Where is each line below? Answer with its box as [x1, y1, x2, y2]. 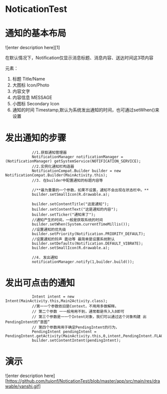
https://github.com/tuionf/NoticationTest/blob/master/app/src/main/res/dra [6, 378, 161, 384]
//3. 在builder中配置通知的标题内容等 [31, 178, 103, 183]
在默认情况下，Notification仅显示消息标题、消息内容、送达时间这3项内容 [5, 55, 154, 61]
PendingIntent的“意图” [5, 319, 50, 324]
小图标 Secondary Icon [12, 101, 60, 107]
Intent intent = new [31, 294, 75, 299]
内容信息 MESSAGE [12, 94, 52, 100]
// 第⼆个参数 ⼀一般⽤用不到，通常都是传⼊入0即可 [31, 309, 125, 314]
